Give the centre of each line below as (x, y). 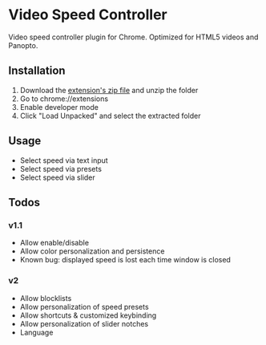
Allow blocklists (46, 298)
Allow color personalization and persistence (92, 251)
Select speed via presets (61, 168)
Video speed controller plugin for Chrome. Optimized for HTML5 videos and (133, 37)
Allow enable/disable (54, 243)
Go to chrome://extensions (64, 99)
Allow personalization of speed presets (85, 306)
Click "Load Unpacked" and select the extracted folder (110, 116)
